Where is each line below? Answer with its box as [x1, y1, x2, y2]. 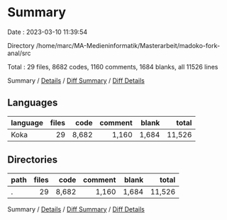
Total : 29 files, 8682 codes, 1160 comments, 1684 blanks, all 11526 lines [7, 62, 218, 71]
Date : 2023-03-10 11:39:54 [7, 28, 87, 36]
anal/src [7, 49, 31, 57]
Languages [7, 97, 58, 109]
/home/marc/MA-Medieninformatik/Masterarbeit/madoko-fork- [35, 41, 221, 50]
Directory [7, 41, 35, 50]
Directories [7, 154, 58, 166]
